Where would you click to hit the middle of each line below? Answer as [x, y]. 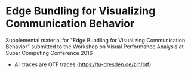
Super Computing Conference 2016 [49, 53]
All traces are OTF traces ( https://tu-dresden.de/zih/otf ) [83, 64]
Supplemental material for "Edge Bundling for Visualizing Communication [95, 40]
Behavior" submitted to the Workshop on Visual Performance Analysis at [95, 47]
